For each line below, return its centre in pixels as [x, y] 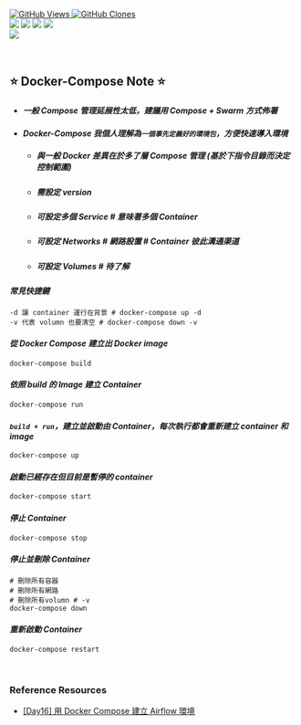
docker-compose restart [55, 650]
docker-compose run [47, 405]
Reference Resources [58, 690]
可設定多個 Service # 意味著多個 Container [117, 216]
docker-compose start [51, 497]
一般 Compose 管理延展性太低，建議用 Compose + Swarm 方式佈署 [150, 110]
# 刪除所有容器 [34, 581]
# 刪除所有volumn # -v [50, 600]
